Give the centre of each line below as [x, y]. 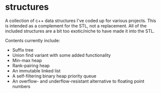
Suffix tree [23, 50]
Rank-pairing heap [31, 66]
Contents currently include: [33, 40]
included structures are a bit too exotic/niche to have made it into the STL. [80, 31]
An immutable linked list [36, 70]
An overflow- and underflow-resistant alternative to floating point [78, 81]
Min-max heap [27, 60]
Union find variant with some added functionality [62, 55]
